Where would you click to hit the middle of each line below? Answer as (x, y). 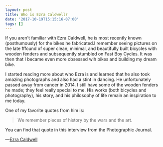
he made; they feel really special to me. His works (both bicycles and (76, 90)
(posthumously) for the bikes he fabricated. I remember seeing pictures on (81, 43)
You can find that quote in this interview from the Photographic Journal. (79, 130)
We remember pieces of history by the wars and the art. (75, 120)
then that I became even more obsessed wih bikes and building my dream (81, 59)
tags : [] (14, 24)
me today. (15, 101)
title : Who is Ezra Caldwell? (37, 14)
